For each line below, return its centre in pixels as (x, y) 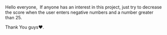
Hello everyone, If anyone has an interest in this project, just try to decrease (83, 7)
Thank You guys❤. (25, 27)
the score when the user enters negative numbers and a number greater (79, 12)
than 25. (14, 17)
